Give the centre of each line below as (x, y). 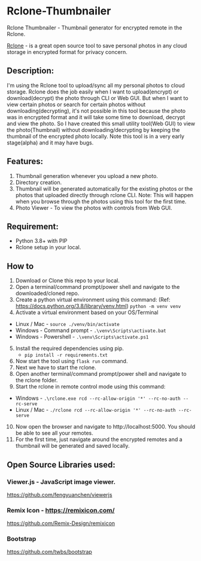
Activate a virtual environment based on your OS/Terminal (87, 312)
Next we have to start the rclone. (56, 367)
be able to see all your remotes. (54, 433)
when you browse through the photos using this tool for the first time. (101, 201)
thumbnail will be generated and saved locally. (73, 446)
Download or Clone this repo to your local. (68, 280)
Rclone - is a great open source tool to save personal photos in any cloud (97, 46)
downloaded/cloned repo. (47, 293)
